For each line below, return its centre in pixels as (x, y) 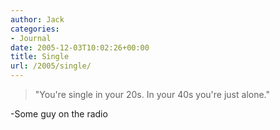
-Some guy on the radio (59, 114)
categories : (35, 29)
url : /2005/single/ (51, 66)
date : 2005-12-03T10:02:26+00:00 (80, 47)
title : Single (40, 57)
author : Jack (37, 19)
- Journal (31, 38)
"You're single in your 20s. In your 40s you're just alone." (152, 94)
